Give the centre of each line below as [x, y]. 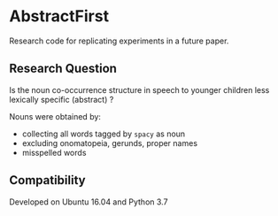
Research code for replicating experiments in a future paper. [119, 41]
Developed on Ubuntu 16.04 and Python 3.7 [89, 202]
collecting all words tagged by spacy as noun [104, 134]
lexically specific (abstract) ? [62, 99]
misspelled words [54, 152]
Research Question [63, 69]
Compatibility [47, 180]
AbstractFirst [59, 16]
